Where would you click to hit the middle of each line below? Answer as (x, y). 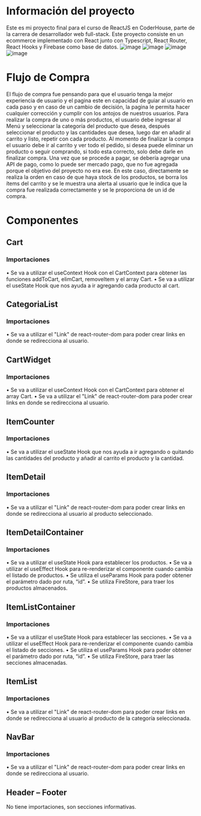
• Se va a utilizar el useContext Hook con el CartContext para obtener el (95, 390)
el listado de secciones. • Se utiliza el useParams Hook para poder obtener (99, 650)
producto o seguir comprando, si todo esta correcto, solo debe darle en (95, 151)
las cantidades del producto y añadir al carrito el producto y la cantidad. (95, 458)
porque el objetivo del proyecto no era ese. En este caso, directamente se (97, 171)
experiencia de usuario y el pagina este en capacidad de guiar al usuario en (100, 100)
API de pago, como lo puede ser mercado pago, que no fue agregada (92, 164)
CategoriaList (32, 304)
